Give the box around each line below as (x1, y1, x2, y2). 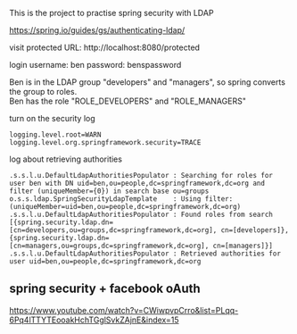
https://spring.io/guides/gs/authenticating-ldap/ (9, 25, 186, 35)
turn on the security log (9, 113, 95, 123)
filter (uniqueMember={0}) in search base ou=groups (9, 187, 210, 196)
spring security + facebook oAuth (9, 281, 201, 296)
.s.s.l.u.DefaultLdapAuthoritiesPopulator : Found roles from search (9, 210, 274, 219)
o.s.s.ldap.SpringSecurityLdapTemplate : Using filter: (9, 195, 234, 204)
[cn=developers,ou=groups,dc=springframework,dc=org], (9, 226, 218, 235)
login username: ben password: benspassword (9, 60, 182, 70)
